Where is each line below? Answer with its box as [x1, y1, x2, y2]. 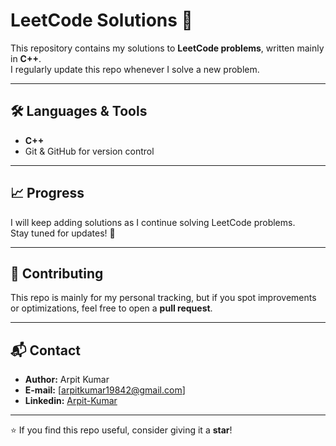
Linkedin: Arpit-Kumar [24, 395, 118, 407]
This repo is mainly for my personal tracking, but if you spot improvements [10, 292, 317, 304]
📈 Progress [10, 185, 85, 202]
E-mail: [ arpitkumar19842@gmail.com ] [24, 384, 186, 396]
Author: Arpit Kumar [24, 374, 110, 386]
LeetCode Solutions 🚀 [10, 9, 193, 32]
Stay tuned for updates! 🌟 [10, 227, 116, 239]
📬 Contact [10, 342, 81, 359]
